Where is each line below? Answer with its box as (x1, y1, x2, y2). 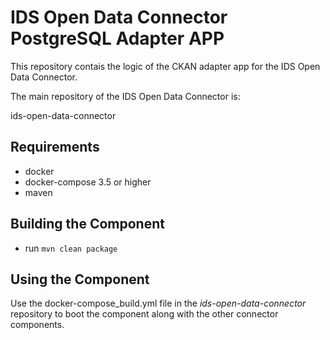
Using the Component (10, 271, 150, 288)
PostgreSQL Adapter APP (10, 27, 225, 50)
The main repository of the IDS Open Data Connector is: (10, 90, 241, 102)
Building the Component (10, 216, 165, 233)
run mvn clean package (24, 242, 118, 254)
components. (10, 319, 65, 331)
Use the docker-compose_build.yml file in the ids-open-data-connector (10, 297, 307, 310)
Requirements (10, 139, 100, 156)
